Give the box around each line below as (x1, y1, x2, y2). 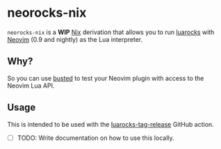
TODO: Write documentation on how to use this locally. (17, 134, 175, 142)
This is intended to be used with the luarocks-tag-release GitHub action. (7, 120, 214, 128)
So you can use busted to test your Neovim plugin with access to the (7, 74, 204, 82)
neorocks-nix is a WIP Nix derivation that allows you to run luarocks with (7, 28, 215, 36)
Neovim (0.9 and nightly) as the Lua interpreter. (7, 35, 143, 43)
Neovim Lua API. (7, 81, 55, 90)
